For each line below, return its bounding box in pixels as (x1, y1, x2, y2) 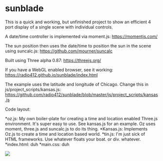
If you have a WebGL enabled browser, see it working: (5, 66, 113, 73)
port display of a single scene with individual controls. (5, 24, 113, 30)
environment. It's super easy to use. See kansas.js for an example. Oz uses (5, 121, 156, 127)
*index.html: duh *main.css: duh (5, 141, 70, 147)
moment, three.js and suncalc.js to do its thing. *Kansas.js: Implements (5, 126, 148, 131)
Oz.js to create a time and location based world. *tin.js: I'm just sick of (5, 131, 145, 137)
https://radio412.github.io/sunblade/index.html (5, 72, 98, 78)
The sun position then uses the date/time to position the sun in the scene (5, 43, 151, 48)
